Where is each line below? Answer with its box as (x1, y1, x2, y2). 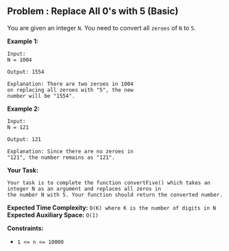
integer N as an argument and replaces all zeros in (7, 185, 162, 192)
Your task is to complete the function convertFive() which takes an (7, 179, 211, 186)
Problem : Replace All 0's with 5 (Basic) (7, 6, 179, 17)
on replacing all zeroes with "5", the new (7, 86, 134, 94)
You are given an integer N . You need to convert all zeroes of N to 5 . (7, 23, 196, 32)
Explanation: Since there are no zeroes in (7, 148, 134, 155)
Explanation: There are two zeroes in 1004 (7, 80, 134, 87)
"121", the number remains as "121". (7, 154, 116, 161)
